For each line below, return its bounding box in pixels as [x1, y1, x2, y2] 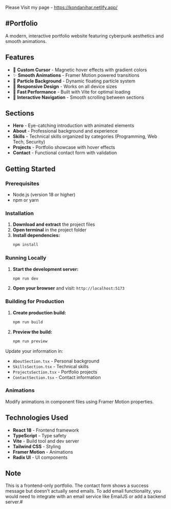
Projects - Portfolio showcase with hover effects [12, 144, 115, 151]
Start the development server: [12, 266, 79, 272]
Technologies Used [5, 413, 68, 422]
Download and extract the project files [12, 221, 95, 227]
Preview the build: [12, 329, 53, 335]
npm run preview [12, 338, 48, 344]
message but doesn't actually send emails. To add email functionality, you [5, 488, 161, 494]
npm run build [12, 320, 43, 325]
